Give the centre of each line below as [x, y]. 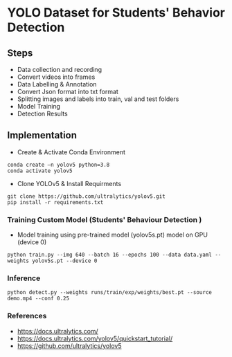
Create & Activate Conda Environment [71, 152]
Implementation [42, 135]
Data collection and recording [60, 70]
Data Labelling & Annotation [57, 84]
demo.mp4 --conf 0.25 [38, 299]
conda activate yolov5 [40, 171]
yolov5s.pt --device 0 [65, 261]
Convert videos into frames [56, 77]
